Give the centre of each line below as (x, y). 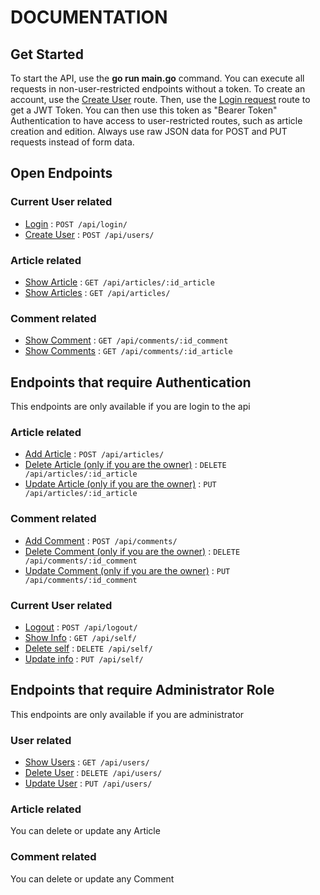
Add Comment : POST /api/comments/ (101, 540)
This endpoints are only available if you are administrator (127, 714)
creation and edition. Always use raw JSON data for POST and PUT (149, 131)
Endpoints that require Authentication (131, 382)
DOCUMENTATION (89, 17)
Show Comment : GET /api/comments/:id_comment (126, 340)
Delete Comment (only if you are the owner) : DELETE (132, 551)
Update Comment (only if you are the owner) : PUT (127, 570)
